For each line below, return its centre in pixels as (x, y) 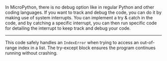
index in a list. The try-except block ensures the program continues (87, 48)
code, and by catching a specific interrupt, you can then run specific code (81, 23)
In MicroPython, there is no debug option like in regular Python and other (80, 7)
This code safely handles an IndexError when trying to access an (72, 42)
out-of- (147, 42)
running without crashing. (32, 53)
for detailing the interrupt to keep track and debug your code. (68, 28)
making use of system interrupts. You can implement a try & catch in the (79, 18)
